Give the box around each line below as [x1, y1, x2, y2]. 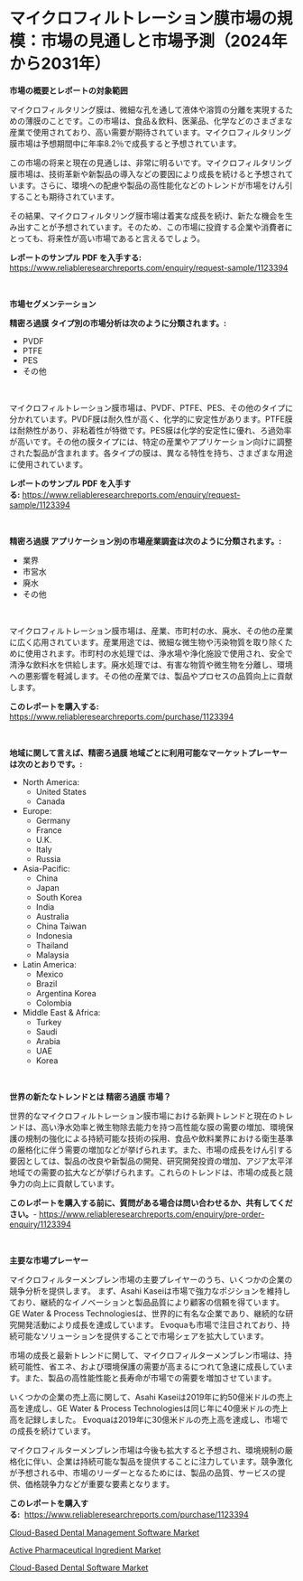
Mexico [35, 968, 64, 979]
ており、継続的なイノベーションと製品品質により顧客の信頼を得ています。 [9, 1296, 285, 1307]
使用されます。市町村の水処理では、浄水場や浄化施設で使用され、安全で [24, 648, 293, 659]
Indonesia [35, 930, 73, 940]
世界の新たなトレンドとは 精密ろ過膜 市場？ [9, 1090, 171, 1102]
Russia [35, 853, 61, 864]
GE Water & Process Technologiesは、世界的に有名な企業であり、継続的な [9, 1307, 286, 1319]
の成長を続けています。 [9, 1425, 96, 1436]
